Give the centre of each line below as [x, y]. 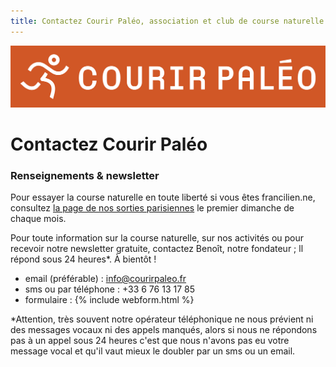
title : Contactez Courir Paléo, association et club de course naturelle [167, 21]
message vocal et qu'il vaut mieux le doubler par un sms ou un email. [153, 351]
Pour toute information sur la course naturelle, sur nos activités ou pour [157, 238]
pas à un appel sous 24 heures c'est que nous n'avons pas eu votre [150, 341]
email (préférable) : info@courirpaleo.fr [105, 279]
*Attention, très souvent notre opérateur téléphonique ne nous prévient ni [162, 319]
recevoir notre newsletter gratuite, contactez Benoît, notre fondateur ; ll [157, 249]
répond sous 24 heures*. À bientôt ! [83, 259]
